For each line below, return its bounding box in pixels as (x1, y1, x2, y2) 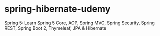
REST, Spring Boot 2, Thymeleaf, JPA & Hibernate (4, 25, 107, 31)
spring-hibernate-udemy (4, 3, 111, 15)
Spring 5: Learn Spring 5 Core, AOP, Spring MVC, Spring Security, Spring (4, 20, 155, 26)
